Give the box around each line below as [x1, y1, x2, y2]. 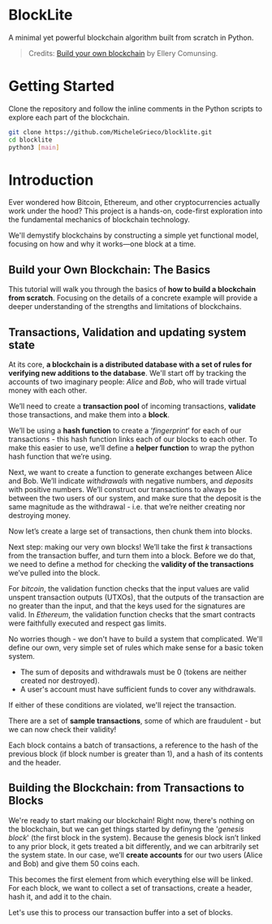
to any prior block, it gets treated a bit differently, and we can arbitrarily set [8, 841, 259, 851]
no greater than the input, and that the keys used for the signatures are [8, 601, 246, 611]
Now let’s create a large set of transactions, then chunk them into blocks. [8, 526, 253, 536]
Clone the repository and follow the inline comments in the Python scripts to [8, 103, 262, 113]
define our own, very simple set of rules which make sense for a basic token [8, 643, 264, 652]
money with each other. [8, 386, 88, 395]
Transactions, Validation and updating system [8, 325, 247, 339]
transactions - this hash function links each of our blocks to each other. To [8, 434, 257, 444]
